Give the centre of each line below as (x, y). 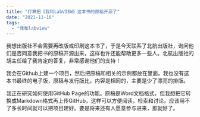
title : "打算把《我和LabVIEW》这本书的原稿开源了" (63, 12)
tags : (13, 23)
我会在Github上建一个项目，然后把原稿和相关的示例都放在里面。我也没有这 (98, 73)
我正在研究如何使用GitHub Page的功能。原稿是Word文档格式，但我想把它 (96, 93)
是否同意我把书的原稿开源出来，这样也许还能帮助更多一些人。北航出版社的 (102, 53)
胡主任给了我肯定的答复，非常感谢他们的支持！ (63, 61)
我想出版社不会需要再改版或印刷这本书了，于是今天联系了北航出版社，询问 (97, 46)
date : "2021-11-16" (30, 17)
